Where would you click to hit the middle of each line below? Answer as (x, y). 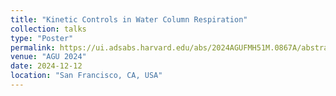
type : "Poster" (42, 38)
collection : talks (48, 29)
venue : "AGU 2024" (48, 57)
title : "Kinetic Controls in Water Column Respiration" (129, 19)
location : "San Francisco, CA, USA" (86, 76)
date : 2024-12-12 (46, 66)
